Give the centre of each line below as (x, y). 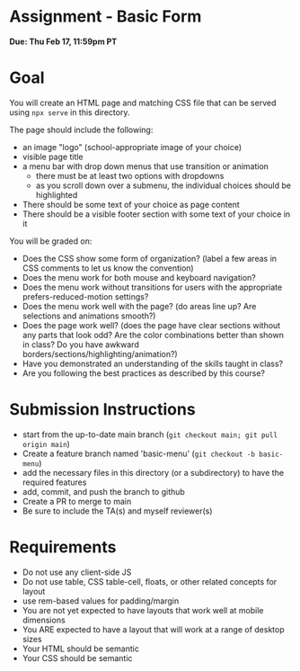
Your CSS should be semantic (77, 658)
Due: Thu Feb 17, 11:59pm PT (63, 41)
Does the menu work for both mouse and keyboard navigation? (139, 277)
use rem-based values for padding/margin (101, 601)
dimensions (44, 620)
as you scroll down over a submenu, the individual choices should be (163, 185)
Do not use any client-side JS (77, 572)
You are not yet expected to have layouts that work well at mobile (143, 610)
